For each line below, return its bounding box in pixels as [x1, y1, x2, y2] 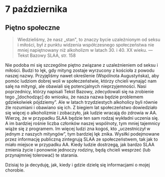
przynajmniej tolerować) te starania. [5, 152, 79, 158]
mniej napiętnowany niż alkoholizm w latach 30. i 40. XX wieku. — [17, 47, 153, 53]
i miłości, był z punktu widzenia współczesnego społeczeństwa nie [17, 42, 155, 48]
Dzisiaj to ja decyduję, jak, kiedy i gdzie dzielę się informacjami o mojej [5, 162, 150, 168]
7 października [5, 3, 68, 15]
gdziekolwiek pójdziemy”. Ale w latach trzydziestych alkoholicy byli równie [5, 99, 158, 105]
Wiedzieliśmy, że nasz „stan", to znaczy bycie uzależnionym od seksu [17, 36, 161, 42]
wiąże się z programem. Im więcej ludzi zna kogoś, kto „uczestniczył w [5, 126, 151, 132]
